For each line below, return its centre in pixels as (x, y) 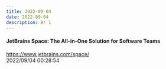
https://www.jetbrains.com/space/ (48, 54)
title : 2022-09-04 (29, 11)
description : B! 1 (29, 22)
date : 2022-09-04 (27, 17)
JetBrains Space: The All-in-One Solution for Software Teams (83, 41)
